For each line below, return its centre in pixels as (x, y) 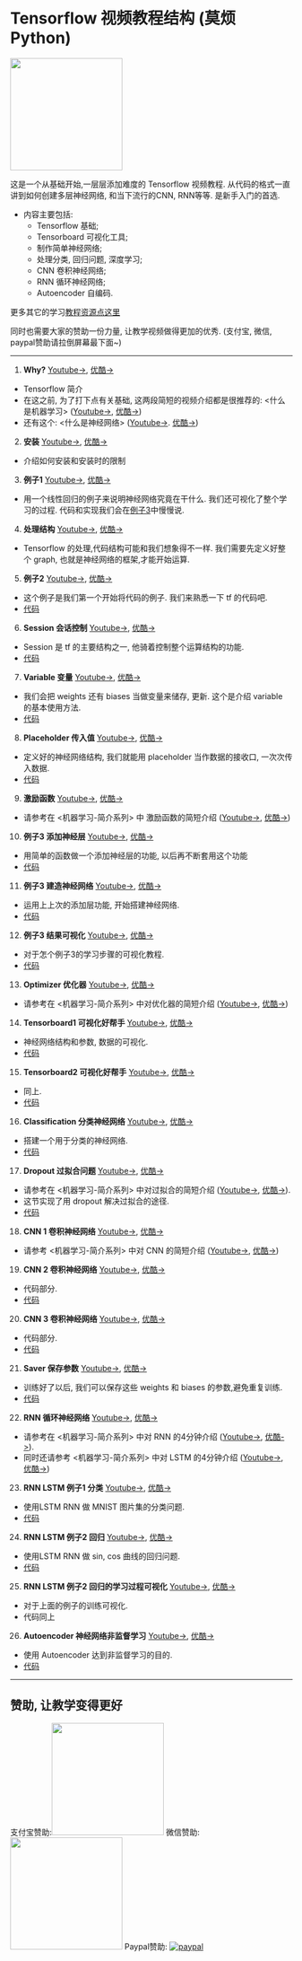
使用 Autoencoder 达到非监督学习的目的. (98, 1655)
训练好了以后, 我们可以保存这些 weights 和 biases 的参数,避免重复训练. (153, 1387)
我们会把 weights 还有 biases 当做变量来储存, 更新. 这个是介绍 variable (153, 696)
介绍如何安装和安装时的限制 (74, 460)
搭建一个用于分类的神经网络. (75, 1140)
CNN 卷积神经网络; (71, 270)
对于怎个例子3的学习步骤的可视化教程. (94, 954)
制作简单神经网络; (69, 248)
